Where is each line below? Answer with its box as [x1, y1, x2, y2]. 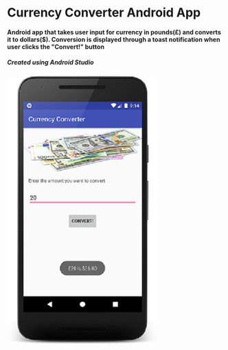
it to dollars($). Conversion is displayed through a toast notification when [7, 35, 220, 43]
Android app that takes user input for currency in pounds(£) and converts [7, 28, 221, 36]
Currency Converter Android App [7, 5, 201, 21]
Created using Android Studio [7, 58, 94, 67]
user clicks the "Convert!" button [7, 43, 105, 51]
